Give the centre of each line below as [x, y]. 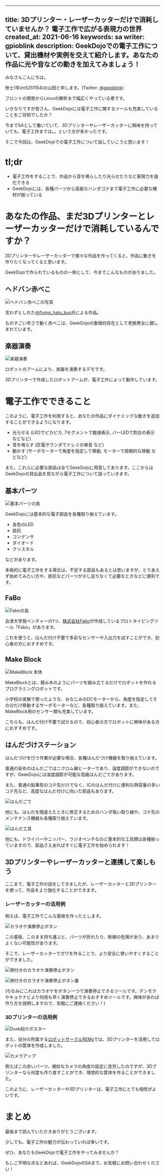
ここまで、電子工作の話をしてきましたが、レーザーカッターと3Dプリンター [81, 884]
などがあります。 [22, 559]
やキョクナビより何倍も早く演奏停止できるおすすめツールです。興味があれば [82, 997]
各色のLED [23, 525]
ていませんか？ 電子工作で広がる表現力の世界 [74, 29]
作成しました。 [50, 1045]
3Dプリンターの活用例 [31, 1017]
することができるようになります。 [39, 422]
